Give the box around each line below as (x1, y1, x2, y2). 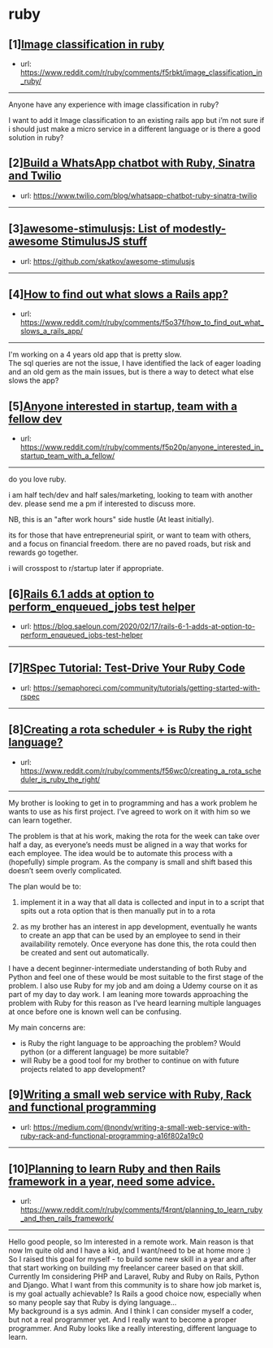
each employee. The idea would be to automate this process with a (8, 848, 233, 858)
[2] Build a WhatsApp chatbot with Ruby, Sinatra (8, 156, 256, 170)
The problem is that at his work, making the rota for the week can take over (8, 831, 260, 841)
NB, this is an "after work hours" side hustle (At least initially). (8, 515, 214, 525)
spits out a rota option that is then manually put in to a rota (19, 906, 216, 915)
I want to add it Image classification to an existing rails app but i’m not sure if (8, 116, 265, 125)
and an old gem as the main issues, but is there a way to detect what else (8, 367, 254, 377)
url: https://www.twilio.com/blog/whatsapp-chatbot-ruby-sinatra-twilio (19, 191, 258, 200)
